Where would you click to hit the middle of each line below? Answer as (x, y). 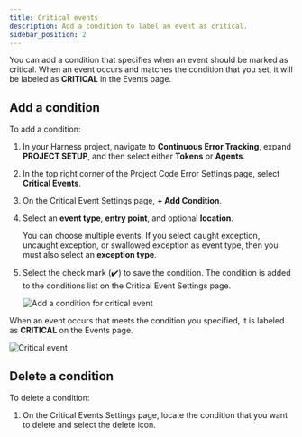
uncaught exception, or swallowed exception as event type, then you (150, 245)
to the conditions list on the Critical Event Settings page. (127, 286)
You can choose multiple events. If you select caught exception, (141, 236)
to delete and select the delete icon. (89, 425)
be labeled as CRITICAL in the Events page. (91, 79)
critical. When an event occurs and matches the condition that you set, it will (151, 69)
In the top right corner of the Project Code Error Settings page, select (151, 174)
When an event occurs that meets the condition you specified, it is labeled (147, 321)
